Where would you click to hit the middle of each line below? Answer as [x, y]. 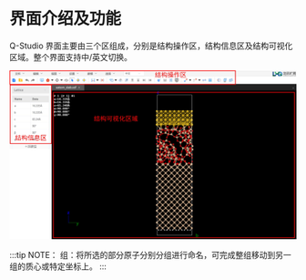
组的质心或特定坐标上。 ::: [58, 266]
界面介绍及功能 [66, 19]
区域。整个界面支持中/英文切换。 [71, 57]
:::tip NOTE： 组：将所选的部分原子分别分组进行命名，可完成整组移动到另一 [150, 254]
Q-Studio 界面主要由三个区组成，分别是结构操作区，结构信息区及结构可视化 [151, 46]
